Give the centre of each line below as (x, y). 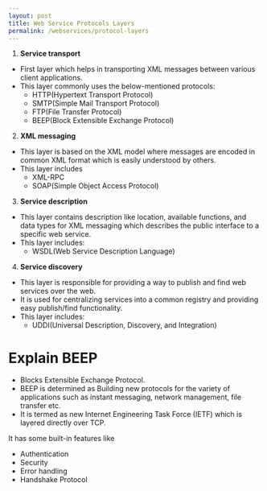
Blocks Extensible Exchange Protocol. (82, 380)
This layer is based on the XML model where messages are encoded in (138, 152)
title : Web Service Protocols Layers (72, 23)
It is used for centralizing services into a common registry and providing (139, 299)
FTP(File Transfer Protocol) (77, 112)
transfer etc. (40, 406)
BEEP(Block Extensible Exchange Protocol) (103, 121)
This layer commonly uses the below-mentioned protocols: (117, 86)
